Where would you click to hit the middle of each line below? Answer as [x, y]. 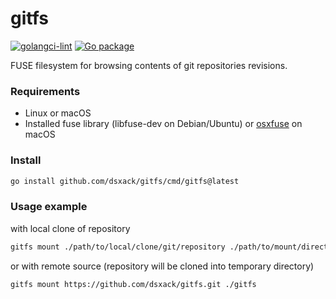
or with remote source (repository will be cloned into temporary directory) [162, 266]
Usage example [49, 207]
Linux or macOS [58, 113]
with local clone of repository [70, 228]
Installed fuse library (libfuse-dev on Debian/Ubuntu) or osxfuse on [163, 124]
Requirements [45, 91]
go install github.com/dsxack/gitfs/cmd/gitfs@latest [125, 181]
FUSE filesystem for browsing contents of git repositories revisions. [149, 65]
